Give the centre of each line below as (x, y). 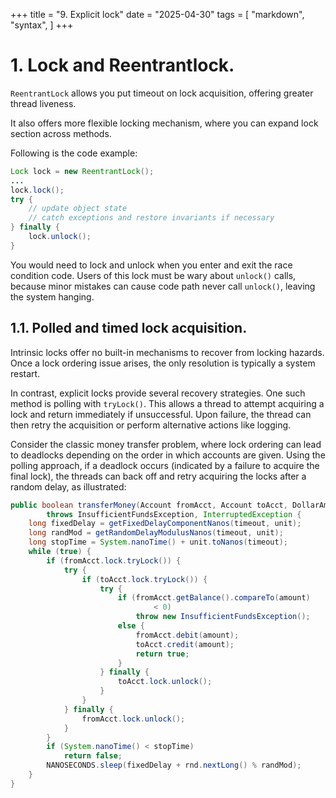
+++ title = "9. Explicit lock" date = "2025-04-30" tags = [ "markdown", (157, 14)
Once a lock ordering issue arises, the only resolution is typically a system (163, 363)
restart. (25, 373)
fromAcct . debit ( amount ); (187, 635)
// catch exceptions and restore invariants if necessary (151, 218)
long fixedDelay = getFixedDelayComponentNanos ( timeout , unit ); (165, 524)
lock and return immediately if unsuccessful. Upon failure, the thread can (161, 414)
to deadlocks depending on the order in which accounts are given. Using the (168, 455)
